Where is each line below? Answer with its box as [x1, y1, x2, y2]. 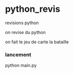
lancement [5, 51, 32, 58]
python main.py [5, 63, 37, 69]
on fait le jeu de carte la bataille [5, 38, 69, 45]
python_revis [5, 3, 61, 15]
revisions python [5, 20, 39, 26]
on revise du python [5, 29, 46, 35]
